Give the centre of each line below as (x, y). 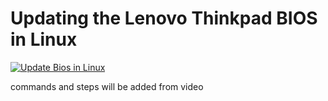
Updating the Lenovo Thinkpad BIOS (164, 18)
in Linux (44, 39)
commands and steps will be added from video (107, 86)
